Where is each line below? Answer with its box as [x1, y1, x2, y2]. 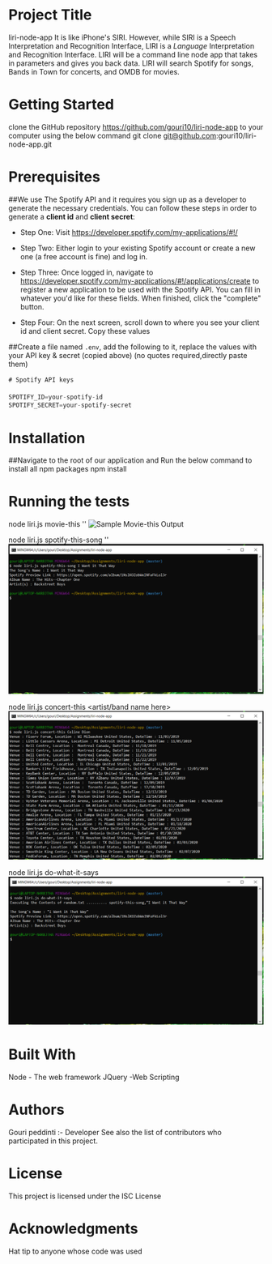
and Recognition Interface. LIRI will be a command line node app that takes [8, 49, 257, 59]
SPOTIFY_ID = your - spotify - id [8, 393, 104, 401]
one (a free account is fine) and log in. [19, 251, 148, 261]
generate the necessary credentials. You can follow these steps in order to [8, 203, 257, 212]
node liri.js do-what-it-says [8, 868, 99, 878]
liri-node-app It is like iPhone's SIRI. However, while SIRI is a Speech [8, 32, 236, 42]
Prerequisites [8, 168, 101, 186]
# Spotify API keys [8, 375, 74, 384]
